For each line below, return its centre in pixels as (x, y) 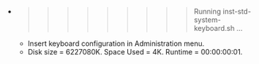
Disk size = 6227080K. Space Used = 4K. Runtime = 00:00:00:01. (135, 52)
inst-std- (237, 11)
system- (207, 20)
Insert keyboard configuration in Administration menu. (116, 43)
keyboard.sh (214, 28)
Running (207, 11)
